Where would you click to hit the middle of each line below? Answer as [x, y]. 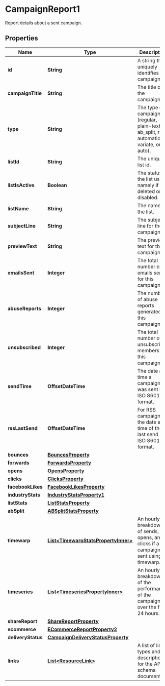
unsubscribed [24, 347]
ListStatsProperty [69, 503]
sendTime [20, 386]
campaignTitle [25, 93]
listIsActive [21, 185]
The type [148, 107]
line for [145, 226]
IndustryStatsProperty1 [76, 495]
